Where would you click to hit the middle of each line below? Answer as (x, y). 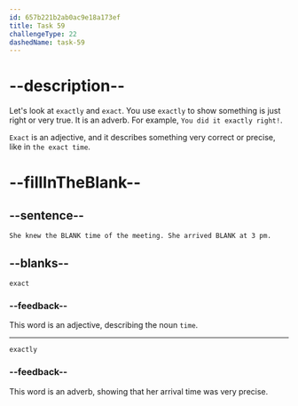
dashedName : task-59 (47, 42)
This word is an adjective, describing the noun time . (104, 325)
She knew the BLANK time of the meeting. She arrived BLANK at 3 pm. (141, 236)
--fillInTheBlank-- (75, 183)
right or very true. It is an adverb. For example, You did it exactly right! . (146, 120)
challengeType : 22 (43, 34)
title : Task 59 (37, 26)
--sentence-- (47, 215)
